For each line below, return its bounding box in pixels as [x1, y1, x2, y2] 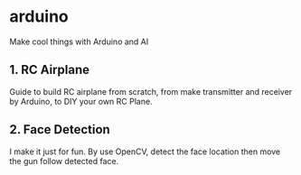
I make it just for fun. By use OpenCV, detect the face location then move [9, 146, 281, 157]
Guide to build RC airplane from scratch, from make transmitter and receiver [9, 86, 293, 97]
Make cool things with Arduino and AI [9, 36, 149, 47]
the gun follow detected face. [9, 155, 119, 166]
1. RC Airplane [9, 62, 90, 78]
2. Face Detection [9, 122, 110, 137]
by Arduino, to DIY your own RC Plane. [9, 96, 153, 106]
